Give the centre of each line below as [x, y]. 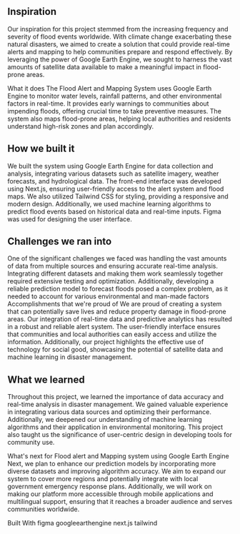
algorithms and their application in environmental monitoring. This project [115, 427]
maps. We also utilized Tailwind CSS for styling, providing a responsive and [118, 196]
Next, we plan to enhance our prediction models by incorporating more [112, 464]
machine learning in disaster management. [70, 357]
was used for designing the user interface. [70, 219]
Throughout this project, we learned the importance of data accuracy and [115, 397]
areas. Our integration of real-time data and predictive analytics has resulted [120, 319]
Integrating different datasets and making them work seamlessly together [115, 273]
